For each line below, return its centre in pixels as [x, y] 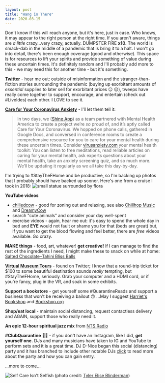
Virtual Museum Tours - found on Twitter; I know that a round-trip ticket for [82, 266]
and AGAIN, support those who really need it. [51, 317]
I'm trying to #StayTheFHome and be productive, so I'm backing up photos [81, 176]
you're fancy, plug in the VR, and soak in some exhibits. [61, 282]
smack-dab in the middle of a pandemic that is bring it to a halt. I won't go [80, 48]
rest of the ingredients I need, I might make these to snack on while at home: [82, 251]
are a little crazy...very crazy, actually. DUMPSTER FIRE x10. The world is [79, 43]
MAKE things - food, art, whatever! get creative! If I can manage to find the [82, 246]
